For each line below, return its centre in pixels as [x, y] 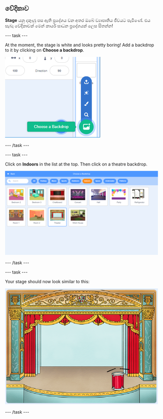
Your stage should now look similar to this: [47, 282]
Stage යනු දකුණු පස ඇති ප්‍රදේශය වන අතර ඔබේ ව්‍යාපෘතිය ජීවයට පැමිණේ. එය [78, 20]
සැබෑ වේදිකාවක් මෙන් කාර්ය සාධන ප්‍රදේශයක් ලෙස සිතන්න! [59, 26]
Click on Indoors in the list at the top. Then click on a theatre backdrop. [76, 164]
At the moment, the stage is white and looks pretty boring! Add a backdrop [80, 45]
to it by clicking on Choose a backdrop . [45, 50]
